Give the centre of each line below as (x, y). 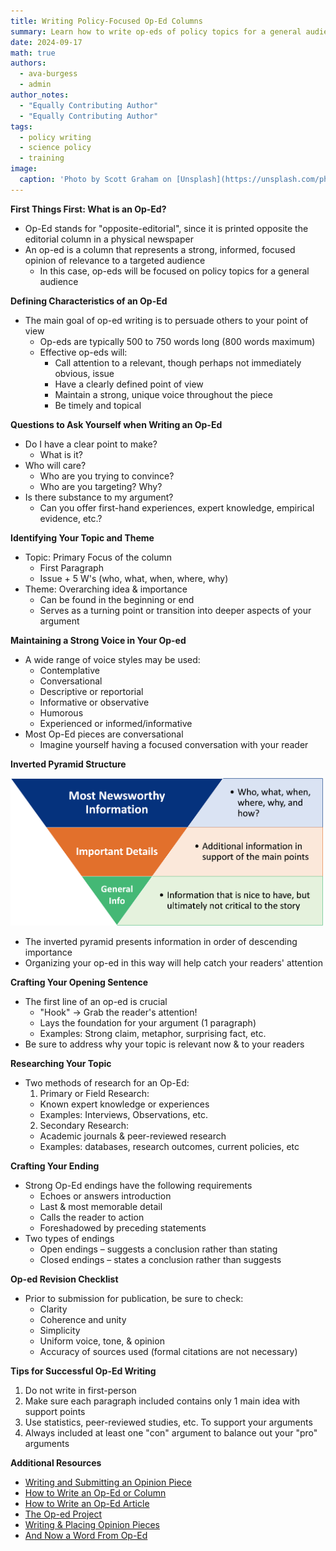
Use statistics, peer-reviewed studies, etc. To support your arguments (168, 1422)
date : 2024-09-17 (46, 42)
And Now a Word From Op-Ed (86, 1535)
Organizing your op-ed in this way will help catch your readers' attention (173, 962)
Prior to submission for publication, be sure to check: (134, 1298)
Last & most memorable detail (101, 1206)
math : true (33, 53)
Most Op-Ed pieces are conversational (104, 734)
